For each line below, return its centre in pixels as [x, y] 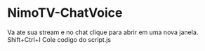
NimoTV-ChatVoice [65, 13]
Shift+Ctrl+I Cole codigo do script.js [59, 39]
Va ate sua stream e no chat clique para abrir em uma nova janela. [103, 32]
